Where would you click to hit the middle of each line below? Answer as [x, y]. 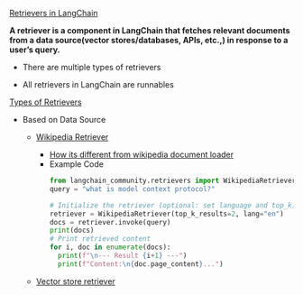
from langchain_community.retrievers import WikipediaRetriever [173, 180]
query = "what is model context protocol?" [132, 189]
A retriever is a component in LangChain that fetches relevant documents [150, 30]
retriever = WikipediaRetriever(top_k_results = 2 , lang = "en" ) [166, 214]
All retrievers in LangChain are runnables [98, 84]
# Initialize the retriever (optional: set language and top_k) [173, 205]
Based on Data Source [64, 120]
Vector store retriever [75, 281]
